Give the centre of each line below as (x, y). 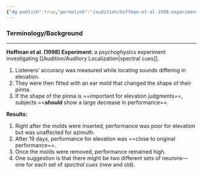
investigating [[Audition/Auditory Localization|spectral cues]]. (83, 58)
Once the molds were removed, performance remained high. (90, 152)
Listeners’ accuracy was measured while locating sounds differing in (100, 70)
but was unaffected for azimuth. (55, 132)
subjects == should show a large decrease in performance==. (92, 102)
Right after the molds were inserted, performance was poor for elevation (105, 125)
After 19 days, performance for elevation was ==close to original (95, 139)
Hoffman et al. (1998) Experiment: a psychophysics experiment (86, 52)
